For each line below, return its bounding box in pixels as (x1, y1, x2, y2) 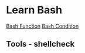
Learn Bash (6, 3, 63, 17)
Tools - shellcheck (6, 39, 75, 49)
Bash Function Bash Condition (6, 22, 79, 29)
